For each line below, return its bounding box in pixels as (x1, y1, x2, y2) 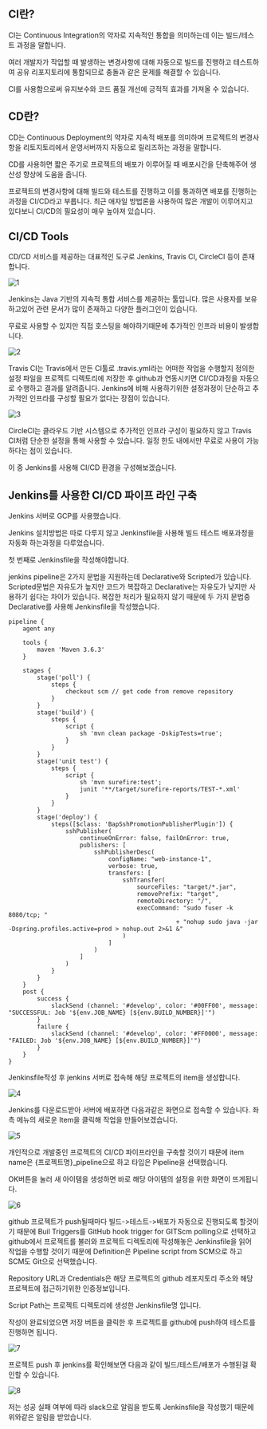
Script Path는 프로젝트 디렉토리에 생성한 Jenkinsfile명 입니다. (8, 1301, 202, 1310)
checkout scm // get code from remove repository (65, 688, 234, 696)
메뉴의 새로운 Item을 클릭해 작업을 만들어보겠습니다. (16, 1115, 178, 1125)
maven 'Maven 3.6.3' (37, 645, 105, 654)
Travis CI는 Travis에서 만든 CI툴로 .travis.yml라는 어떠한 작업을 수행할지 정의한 (8, 364, 255, 373)
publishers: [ (79, 841, 127, 850)
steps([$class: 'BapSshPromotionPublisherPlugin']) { (50, 820, 234, 828)
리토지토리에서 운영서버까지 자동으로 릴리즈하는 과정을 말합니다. (22, 142, 222, 152)
